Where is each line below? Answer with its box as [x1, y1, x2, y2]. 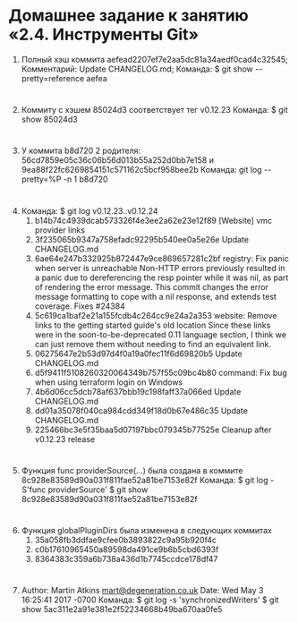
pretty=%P [21, 174, 62, 184]
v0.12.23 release [34, 433, 96, 444]
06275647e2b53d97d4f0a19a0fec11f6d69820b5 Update [34, 348, 243, 359]
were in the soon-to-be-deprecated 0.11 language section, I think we [34, 328, 287, 340]
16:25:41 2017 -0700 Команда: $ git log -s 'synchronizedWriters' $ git [21, 594, 279, 605]
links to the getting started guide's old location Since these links [34, 320, 271, 330]
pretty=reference [21, 72, 85, 83]
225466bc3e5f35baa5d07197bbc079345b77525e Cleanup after [34, 424, 272, 435]
